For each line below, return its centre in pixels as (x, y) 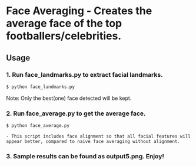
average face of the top (64, 23)
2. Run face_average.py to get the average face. (76, 113)
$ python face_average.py (38, 126)
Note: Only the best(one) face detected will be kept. (69, 98)
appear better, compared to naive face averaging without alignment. (93, 141)
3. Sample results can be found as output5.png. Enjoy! (85, 156)
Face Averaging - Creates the (79, 11)
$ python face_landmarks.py (41, 87)
